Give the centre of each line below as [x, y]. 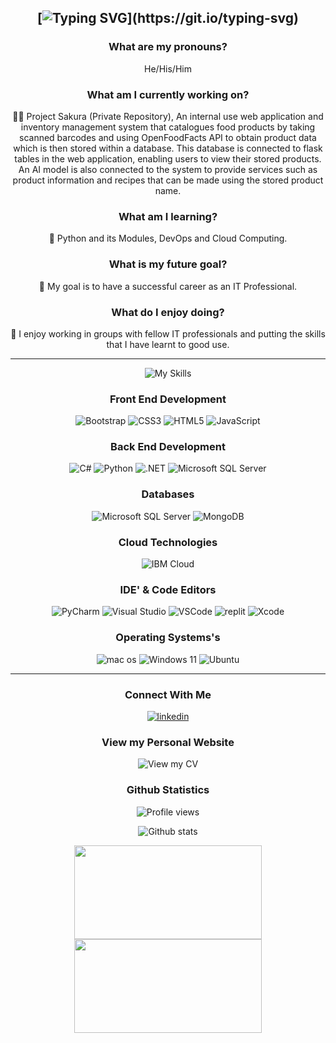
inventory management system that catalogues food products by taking [168, 127]
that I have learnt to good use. [168, 344]
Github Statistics [168, 790]
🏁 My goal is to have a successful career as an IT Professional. [168, 286]
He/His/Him [168, 68]
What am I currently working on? [168, 94]
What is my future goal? [168, 264]
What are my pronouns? [168, 47]
